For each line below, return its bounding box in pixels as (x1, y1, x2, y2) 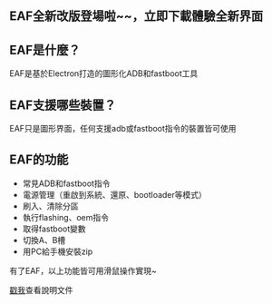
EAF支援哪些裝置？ (9, 97, 116, 113)
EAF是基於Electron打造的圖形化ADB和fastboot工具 (9, 68, 199, 79)
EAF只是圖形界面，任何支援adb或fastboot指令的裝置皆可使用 (9, 123, 238, 134)
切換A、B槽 (22, 234, 66, 245)
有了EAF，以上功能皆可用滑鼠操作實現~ (9, 265, 157, 276)
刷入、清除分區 (22, 201, 79, 211)
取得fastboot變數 (22, 223, 86, 234)
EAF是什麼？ (9, 42, 81, 57)
